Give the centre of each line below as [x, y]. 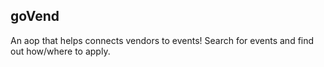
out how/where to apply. [60, 51]
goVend [35, 16]
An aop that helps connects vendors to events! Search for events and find [162, 40]
